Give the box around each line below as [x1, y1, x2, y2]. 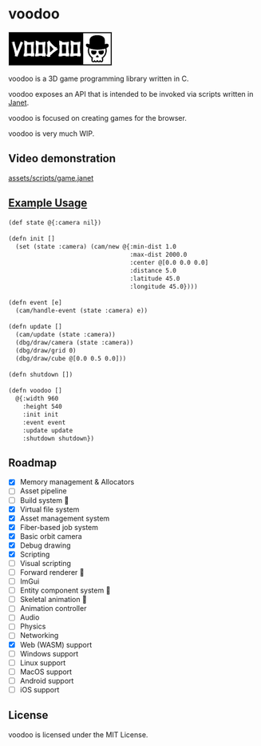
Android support [19, 676, 74, 685]
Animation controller [19, 604, 87, 613]
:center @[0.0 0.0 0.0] [129, 258, 209, 266]
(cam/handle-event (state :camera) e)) [15, 306, 148, 314]
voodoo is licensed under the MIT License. [8, 729, 148, 740]
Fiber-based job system [19, 522, 98, 532]
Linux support [19, 657, 66, 668]
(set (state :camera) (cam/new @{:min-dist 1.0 [15, 242, 177, 250]
